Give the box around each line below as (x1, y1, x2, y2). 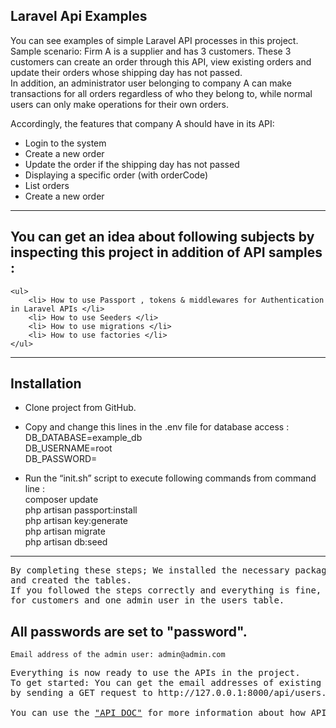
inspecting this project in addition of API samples (10, 244, 323, 261)
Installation (10, 375, 82, 393)
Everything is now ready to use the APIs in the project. (10, 667, 301, 679)
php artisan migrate (24, 525, 106, 538)
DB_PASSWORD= (24, 453, 98, 465)
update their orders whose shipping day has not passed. (10, 66, 243, 78)
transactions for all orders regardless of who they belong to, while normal (10, 87, 313, 99)
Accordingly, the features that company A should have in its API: (10, 117, 275, 129)
